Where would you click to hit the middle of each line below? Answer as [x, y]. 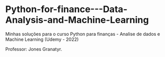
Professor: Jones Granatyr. [34, 49]
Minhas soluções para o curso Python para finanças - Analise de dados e [83, 34]
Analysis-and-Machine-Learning [77, 20]
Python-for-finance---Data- [66, 9]
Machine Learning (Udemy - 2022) [42, 39]
